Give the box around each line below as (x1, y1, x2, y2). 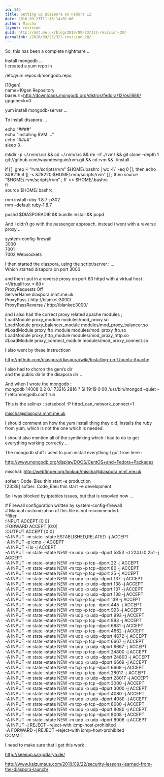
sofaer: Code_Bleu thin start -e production (5, 478, 91, 484)
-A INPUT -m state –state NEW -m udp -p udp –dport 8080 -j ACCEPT (5, 706, 148, 712)
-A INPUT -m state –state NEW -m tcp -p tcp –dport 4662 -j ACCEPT (5, 628, 145, 634)
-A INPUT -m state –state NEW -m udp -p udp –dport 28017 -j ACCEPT (5, 675, 149, 681)
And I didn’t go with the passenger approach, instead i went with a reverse (5, 221, 156, 227)
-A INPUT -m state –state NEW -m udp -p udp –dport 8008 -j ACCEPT (5, 716, 148, 722)
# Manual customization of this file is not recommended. (5, 507, 120, 513)
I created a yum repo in (5, 62, 52, 69)
